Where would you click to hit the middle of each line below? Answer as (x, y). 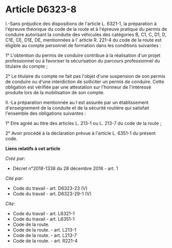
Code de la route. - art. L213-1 (44, 230)
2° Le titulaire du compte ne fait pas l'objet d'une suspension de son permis (85, 76)
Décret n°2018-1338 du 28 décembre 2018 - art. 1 (65, 168)
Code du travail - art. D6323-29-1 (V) (52, 194)
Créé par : (15, 158)
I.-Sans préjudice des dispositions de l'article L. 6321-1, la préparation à (81, 24)
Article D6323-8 (41, 9)
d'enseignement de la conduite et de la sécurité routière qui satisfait (77, 108)
